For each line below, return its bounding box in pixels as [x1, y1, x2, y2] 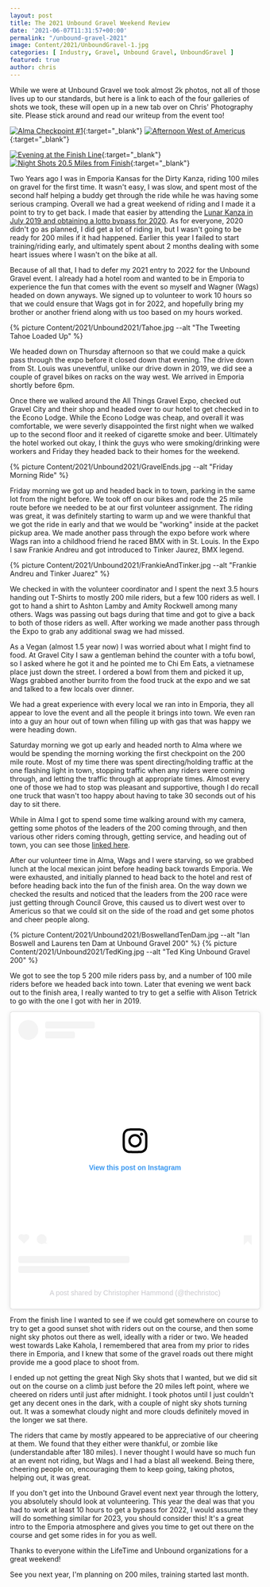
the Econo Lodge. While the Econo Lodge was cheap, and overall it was [10, 413, 245, 422]
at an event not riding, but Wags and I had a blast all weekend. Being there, [10, 1456, 255, 1465]
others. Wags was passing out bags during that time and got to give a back [10, 609, 256, 619]
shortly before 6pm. [10, 380, 75, 390]
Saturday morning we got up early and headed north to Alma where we [10, 740, 242, 750]
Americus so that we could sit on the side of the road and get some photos [10, 906, 254, 915]
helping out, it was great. [10, 1473, 91, 1483]
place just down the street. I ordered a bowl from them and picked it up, [10, 667, 245, 677]
